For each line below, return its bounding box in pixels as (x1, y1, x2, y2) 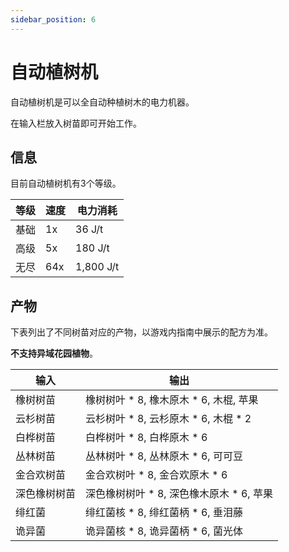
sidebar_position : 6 (10, 14, 97, 25)
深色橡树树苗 (15, 487, 77, 501)
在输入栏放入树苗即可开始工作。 (10, 117, 142, 129)
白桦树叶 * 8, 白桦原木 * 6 (85, 431, 208, 445)
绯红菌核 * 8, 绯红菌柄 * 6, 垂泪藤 (85, 506, 243, 520)
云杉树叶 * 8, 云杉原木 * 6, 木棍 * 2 (85, 412, 252, 426)
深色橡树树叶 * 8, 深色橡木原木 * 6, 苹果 (85, 487, 273, 501)
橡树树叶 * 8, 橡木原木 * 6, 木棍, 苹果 (85, 393, 259, 407)
